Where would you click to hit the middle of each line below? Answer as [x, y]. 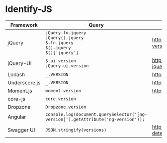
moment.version [63, 90]
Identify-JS [29, 9]
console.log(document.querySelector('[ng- [96, 114]
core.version [61, 99]
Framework [24, 25]
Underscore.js [24, 82]
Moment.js [20, 91]
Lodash [16, 74]
